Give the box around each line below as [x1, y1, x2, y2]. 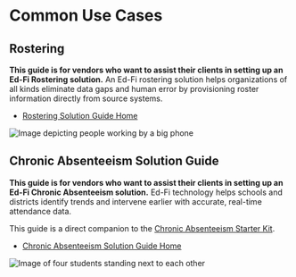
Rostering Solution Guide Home [21, 111, 138, 121]
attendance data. [9, 206, 72, 216]
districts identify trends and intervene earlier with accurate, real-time [9, 196, 263, 206]
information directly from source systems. [9, 93, 163, 104]
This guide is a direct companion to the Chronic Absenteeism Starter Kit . [9, 222, 275, 233]
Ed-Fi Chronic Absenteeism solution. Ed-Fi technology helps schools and [9, 187, 283, 197]
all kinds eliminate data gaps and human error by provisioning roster [9, 84, 259, 94]
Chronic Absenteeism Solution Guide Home [21, 240, 182, 251]
